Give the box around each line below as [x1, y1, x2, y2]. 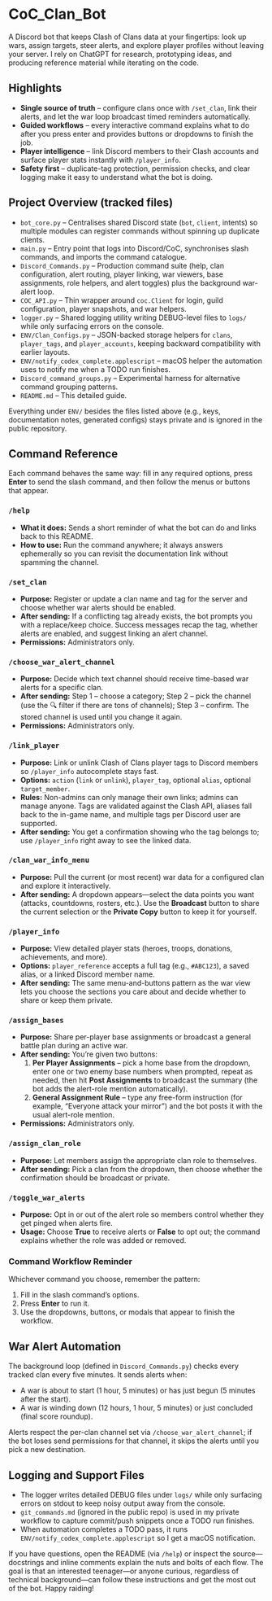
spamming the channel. [19, 557, 99, 566]
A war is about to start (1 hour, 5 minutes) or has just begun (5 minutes [19, 1385, 256, 1396]
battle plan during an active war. [19, 1041, 128, 1051]
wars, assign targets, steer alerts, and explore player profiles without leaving [8, 40, 264, 50]
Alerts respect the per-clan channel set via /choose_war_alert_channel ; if [8, 1428, 253, 1437]
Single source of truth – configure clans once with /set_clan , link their [19, 103, 257, 112]
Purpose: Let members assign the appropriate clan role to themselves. [19, 1155, 257, 1165]
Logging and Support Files [8, 1468, 145, 1482]
